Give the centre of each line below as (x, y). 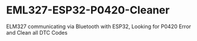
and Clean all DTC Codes (37, 32)
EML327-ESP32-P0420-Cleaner (88, 10)
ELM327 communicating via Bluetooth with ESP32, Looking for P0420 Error (99, 26)
